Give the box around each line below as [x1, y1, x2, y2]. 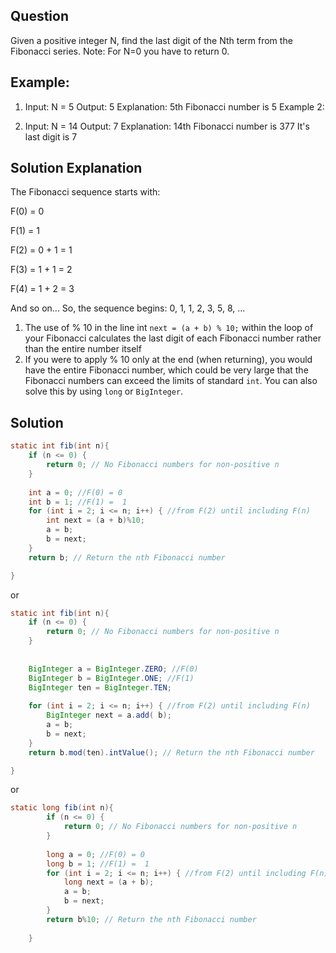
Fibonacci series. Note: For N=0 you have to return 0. [10, 45, 230, 57]
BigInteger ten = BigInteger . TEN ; [28, 682, 172, 693]
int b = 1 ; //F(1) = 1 [28, 497, 128, 507]
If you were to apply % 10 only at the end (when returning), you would [24, 354, 313, 366]
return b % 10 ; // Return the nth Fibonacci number [46, 914, 257, 924]
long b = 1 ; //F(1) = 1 [46, 859, 150, 869]
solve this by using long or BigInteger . [24, 385, 184, 398]
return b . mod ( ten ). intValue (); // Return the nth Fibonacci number [28, 747, 315, 758]
